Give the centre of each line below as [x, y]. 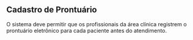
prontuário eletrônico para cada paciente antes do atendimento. [87, 30]
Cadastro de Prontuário [52, 10]
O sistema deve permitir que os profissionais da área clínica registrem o [97, 24]
